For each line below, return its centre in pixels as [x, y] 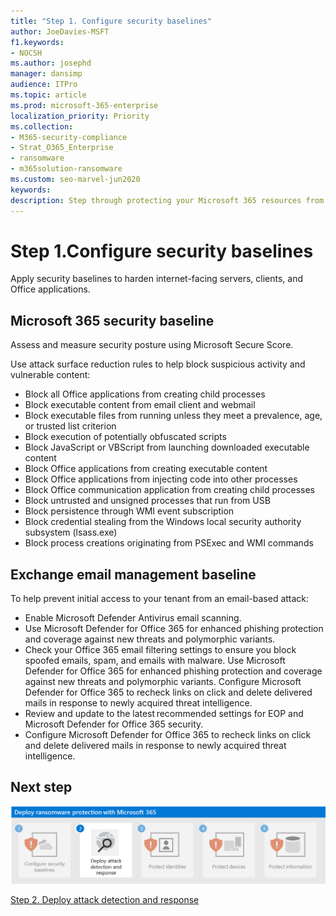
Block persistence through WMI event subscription [129, 511]
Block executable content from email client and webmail [140, 405]
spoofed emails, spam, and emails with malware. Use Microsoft [155, 661]
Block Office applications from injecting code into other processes [161, 479]
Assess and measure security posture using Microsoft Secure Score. [152, 345]
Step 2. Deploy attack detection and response [105, 900]
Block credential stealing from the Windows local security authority [163, 522]
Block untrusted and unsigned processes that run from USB [147, 501]
